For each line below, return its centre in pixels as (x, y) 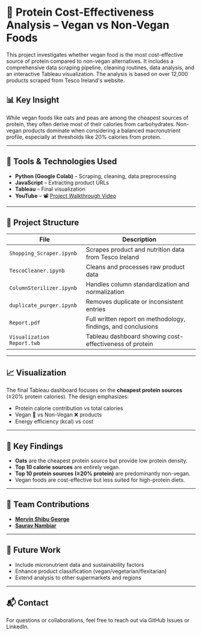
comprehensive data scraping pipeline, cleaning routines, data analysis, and (100, 67)
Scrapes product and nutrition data (135, 250)
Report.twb (25, 343)
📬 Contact (27, 603)
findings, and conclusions (122, 327)
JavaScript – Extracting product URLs (62, 182)
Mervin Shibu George (42, 519)
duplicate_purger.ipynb (43, 305)
